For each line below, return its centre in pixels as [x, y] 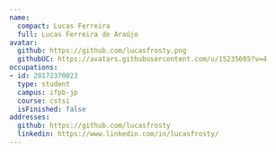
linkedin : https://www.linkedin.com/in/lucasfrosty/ [118, 134]
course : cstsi [44, 101]
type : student [44, 84]
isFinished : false [52, 109]
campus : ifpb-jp [48, 92]
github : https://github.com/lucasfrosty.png [102, 51]
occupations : [34, 68]
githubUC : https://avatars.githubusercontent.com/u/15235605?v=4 [142, 59]
